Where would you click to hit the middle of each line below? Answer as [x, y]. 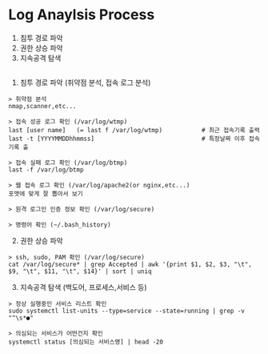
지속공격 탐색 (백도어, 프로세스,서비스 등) [83, 288]
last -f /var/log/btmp [46, 170]
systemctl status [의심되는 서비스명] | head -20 [86, 342]
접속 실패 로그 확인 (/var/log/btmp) [72, 163]
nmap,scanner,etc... [43, 107]
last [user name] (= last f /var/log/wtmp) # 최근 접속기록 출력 [134, 131]
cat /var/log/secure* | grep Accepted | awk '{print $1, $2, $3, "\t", [130, 265]
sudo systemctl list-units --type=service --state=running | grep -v [127, 311]
